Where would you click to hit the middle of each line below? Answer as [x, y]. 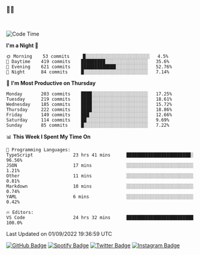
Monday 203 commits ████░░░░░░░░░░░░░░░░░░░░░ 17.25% [89, 94]
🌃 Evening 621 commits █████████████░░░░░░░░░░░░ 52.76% [89, 67]
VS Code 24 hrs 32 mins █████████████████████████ [100, 218]
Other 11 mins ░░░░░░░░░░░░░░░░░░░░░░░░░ [100, 176]
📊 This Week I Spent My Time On [48, 137]
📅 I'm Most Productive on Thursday [51, 83]
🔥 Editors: [20, 213]
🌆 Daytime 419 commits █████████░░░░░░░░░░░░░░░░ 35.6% [88, 62]
